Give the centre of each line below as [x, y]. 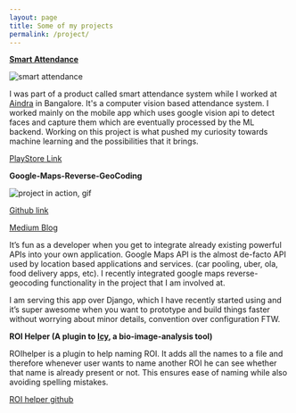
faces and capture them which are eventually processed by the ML [132, 122]
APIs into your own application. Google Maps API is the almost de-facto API [148, 254]
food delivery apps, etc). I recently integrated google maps [117, 274]
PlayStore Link [36, 159]
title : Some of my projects [62, 26]
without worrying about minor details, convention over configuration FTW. [145, 319]
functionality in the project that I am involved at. [138, 283]
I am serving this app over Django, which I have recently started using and [146, 301]
